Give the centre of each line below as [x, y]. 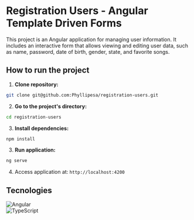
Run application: [35, 150]
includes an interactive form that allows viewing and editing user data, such [97, 46]
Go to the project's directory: [50, 106]
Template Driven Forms [64, 23]
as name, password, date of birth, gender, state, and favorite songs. [88, 51]
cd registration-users [34, 117]
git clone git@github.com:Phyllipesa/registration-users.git [82, 95]
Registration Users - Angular [77, 11]
